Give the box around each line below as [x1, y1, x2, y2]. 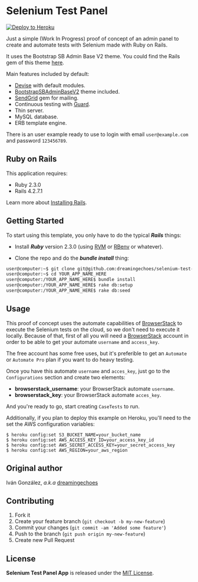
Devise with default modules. [14, 81, 85, 89]
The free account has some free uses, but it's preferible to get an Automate [6, 349, 187, 357]
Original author [6, 464, 63, 474]
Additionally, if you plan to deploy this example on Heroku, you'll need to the [6, 414, 191, 421]
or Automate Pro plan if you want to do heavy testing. [6, 356, 134, 363]
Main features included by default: [6, 70, 90, 77]
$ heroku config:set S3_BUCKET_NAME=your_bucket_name [6, 432, 141, 438]
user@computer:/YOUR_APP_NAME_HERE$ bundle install [6, 277, 136, 283]
